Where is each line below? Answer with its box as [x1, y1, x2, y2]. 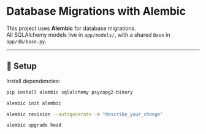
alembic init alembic [6, 100, 62, 106]
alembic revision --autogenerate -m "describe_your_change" [6, 111, 164, 117]
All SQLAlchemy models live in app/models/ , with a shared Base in [6, 31, 170, 38]
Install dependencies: [6, 77, 61, 84]
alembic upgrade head [6, 122, 62, 128]
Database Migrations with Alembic [6, 4, 186, 18]
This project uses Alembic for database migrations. [6, 24, 137, 32]
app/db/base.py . [6, 37, 47, 45]
